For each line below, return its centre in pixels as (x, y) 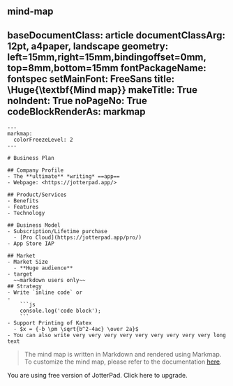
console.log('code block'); (60, 311)
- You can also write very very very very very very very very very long (117, 335)
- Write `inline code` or (45, 292)
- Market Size (28, 262)
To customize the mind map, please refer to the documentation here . (123, 362)
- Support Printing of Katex (50, 323)
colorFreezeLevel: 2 (43, 140)
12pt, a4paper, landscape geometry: (88, 46)
